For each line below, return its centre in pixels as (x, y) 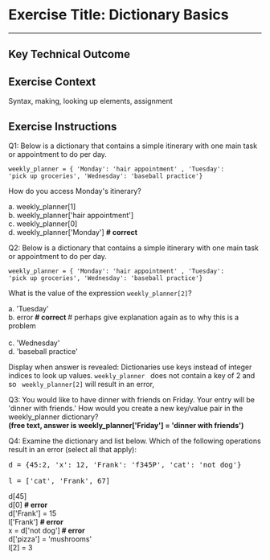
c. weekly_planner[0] (43, 224)
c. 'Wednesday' (34, 343)
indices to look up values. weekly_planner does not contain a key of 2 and (132, 375)
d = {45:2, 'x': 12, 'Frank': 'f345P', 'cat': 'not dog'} (125, 465)
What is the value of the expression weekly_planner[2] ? (100, 293)
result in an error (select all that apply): (72, 449)
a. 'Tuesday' (29, 308)
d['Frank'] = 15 (33, 513)
